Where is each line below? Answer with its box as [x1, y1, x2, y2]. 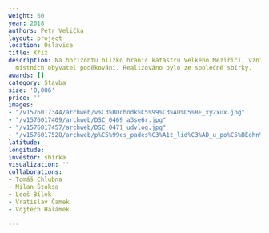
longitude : [8, 146, 45, 154]
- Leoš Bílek [8, 190, 52, 199]
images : [8, 101, 34, 109]
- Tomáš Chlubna [8, 175, 62, 184]
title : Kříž [8, 49, 48, 57]
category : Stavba [8, 78, 66, 86]
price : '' [8, 94, 42, 102]
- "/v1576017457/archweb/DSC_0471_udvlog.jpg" [8, 123, 167, 131]
